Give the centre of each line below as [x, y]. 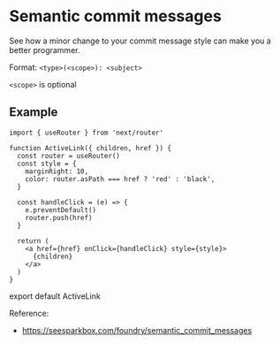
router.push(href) [59, 218]
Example [34, 112]
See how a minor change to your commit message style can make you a [140, 41]
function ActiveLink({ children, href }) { [91, 148]
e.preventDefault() [61, 210]
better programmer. [45, 50]
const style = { [47, 164]
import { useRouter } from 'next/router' [87, 133]
